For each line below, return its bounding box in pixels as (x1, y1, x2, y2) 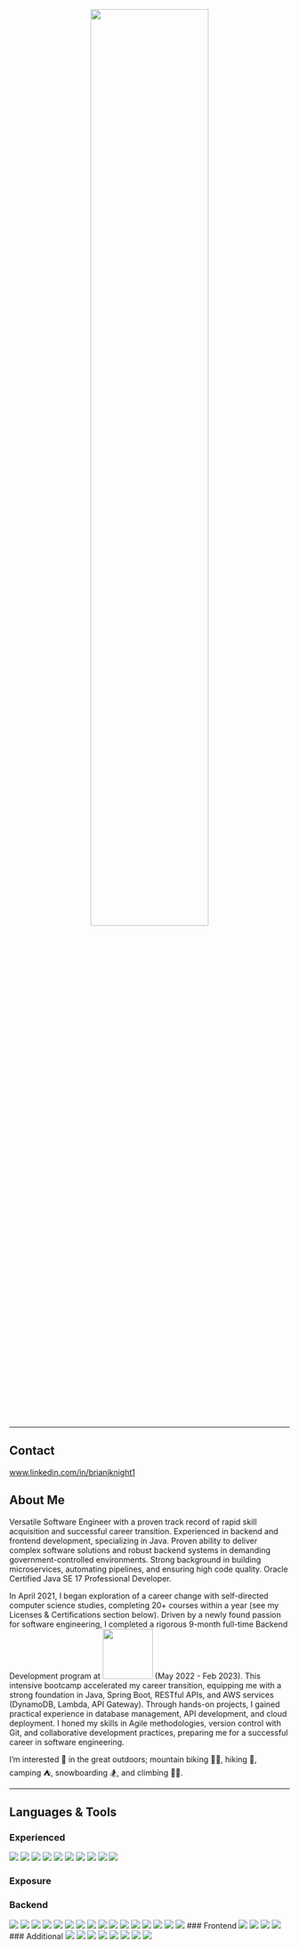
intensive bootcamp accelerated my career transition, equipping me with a (9, 1679, 282, 1690)
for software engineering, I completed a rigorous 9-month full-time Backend (9, 1619, 288, 1630)
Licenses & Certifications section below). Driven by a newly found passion (9, 1609, 282, 1620)
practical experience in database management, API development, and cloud (9, 1708, 287, 1719)
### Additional (9, 1930, 64, 1941)
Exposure (9, 1875, 52, 1888)
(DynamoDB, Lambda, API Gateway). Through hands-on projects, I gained (9, 1699, 280, 1710)
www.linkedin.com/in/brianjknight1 (9, 1467, 136, 1477)
